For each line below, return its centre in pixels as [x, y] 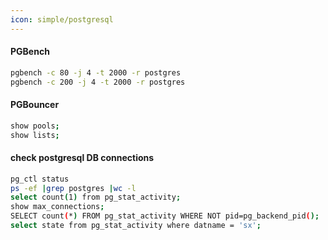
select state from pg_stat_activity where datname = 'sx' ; [136, 226]
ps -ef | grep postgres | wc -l [73, 188]
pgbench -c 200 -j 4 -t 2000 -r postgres [98, 82]
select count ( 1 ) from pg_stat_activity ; [96, 197]
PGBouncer [35, 105]
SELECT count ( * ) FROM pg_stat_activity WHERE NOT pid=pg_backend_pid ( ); [165, 216]
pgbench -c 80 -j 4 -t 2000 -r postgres [96, 72]
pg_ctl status [40, 179]
